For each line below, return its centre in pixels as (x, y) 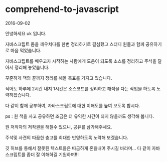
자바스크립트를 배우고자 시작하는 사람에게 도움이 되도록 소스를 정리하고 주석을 (81, 61)
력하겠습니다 (18, 95)
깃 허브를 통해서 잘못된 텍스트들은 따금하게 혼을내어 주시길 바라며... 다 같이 (78, 148)
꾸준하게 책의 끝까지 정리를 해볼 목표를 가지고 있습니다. (59, 78)
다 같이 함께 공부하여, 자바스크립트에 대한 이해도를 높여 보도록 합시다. (73, 105)
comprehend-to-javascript (62, 9)
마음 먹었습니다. (26, 50)
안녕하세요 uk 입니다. (26, 33)
